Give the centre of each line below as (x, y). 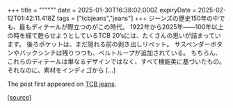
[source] (19, 97)
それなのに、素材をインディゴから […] (62, 70)
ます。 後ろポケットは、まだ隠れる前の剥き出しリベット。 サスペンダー (109, 44)
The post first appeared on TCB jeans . (62, 84)
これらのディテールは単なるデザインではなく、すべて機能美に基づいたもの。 (116, 61)
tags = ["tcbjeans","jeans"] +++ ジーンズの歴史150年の (135, 18)
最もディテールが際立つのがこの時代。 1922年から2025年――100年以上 (121, 27)
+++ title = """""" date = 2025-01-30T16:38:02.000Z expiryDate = (102, 10)
